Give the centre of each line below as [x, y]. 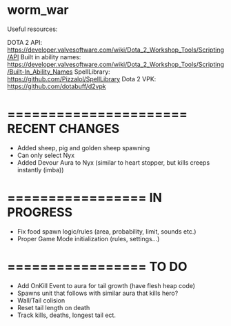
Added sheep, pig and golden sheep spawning [83, 147]
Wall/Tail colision [41, 300]
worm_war [38, 10]
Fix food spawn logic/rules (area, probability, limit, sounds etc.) [107, 231]
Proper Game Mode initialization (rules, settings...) [88, 238]
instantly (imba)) [40, 170]
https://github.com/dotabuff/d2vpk [57, 86]
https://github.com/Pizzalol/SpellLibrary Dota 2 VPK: [82, 79]
